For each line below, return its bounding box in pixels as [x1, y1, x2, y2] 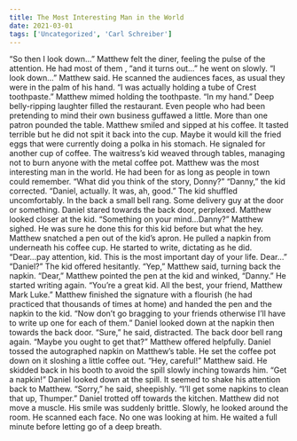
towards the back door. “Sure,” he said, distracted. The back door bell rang [9, 327, 284, 338]
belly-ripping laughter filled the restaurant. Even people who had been [9, 101, 266, 112]
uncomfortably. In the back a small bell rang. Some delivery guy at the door [9, 195, 285, 206]
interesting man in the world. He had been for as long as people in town [9, 167, 270, 177]
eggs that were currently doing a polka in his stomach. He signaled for [9, 138, 266, 149]
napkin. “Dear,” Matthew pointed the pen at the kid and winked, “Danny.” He [9, 271, 286, 281]
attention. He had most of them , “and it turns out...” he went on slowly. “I [9, 63, 276, 74]
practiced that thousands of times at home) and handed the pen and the [9, 299, 272, 310]
